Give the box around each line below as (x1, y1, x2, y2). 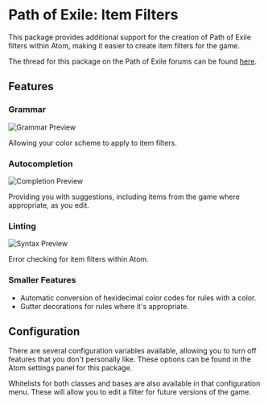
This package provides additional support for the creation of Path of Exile (8, 32, 252, 42)
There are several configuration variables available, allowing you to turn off (8, 346, 257, 356)
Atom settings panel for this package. (8, 363, 133, 373)
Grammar (8, 104, 47, 115)
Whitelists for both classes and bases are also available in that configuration (8, 378, 261, 388)
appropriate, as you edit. (8, 200, 90, 210)
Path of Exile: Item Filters (8, 6, 179, 24)
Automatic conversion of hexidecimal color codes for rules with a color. (19, 292, 257, 303)
